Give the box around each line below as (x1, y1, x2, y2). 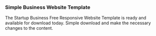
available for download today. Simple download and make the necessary (5, 20, 151, 26)
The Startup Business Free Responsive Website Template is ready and (5, 15, 147, 21)
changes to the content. (5, 25, 53, 31)
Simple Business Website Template (5, 4, 90, 11)
